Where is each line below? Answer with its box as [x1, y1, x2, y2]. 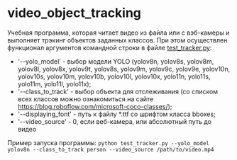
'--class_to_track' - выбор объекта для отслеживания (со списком [17, 87, 219, 96]
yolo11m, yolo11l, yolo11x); [17, 79, 92, 88]
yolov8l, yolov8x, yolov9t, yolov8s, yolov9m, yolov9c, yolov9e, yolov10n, [17, 64, 231, 73]
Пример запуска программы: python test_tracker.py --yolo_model [7, 138, 209, 147]
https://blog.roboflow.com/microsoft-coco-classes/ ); [17, 102, 172, 110]
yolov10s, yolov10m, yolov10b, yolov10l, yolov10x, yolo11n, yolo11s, [17, 72, 211, 81]
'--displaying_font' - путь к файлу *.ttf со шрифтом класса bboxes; [17, 110, 216, 118]
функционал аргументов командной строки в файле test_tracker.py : [7, 43, 212, 52]
